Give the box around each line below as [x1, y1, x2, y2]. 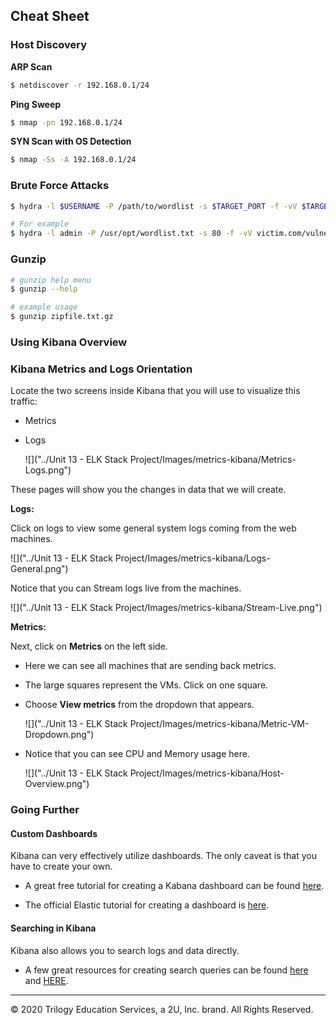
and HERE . [24, 974, 69, 986]
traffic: [10, 395, 38, 408]
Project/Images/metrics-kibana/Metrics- [129, 454, 297, 466]
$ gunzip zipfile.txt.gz [10, 312, 114, 322]
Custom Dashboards [10, 827, 98, 839]
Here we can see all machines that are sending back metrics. [24, 660, 277, 672]
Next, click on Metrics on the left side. [10, 640, 168, 653]
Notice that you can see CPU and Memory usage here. [24, 748, 250, 760]
